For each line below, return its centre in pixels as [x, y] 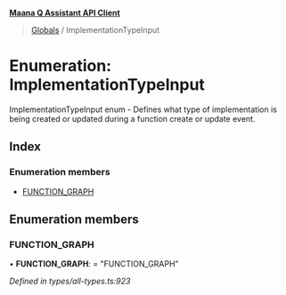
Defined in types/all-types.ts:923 [70, 281]
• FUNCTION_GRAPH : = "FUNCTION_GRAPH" [94, 264]
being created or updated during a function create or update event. [132, 118]
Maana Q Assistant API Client [65, 13]
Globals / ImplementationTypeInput [95, 30]
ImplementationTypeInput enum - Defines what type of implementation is [143, 109]
